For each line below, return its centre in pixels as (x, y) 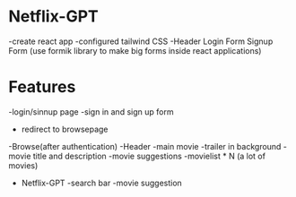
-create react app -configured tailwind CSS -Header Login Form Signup (141, 41)
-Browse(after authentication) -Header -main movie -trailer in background (145, 146)
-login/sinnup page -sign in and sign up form (91, 111)
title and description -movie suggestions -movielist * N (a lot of (149, 156)
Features (42, 87)
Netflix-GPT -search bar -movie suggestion (102, 183)
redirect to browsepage (65, 129)
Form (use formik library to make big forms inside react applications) (135, 50)
